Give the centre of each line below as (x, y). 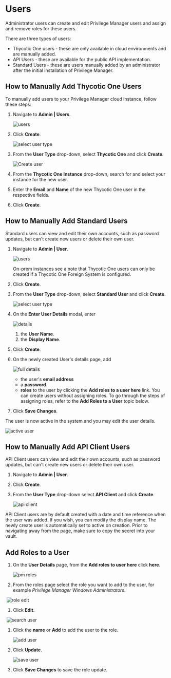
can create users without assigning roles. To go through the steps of (93, 395)
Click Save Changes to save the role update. (60, 670)
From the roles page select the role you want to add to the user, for (83, 585)
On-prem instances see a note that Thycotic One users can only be (84, 269)
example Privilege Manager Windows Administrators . (69, 590)
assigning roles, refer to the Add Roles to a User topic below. (85, 401)
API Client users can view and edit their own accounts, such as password (83, 459)
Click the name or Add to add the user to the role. (65, 630)
